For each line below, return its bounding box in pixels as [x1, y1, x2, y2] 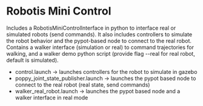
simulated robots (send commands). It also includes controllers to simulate [6, 30, 193, 38]
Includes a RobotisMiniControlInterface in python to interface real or [6, 24, 176, 31]
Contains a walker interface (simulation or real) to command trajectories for [6, 44, 194, 51]
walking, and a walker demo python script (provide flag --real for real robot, [6, 50, 195, 57]
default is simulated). [6, 56, 59, 64]
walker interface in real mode [15, 94, 88, 101]
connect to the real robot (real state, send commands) [15, 81, 150, 88]
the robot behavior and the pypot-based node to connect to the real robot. [6, 37, 192, 44]
